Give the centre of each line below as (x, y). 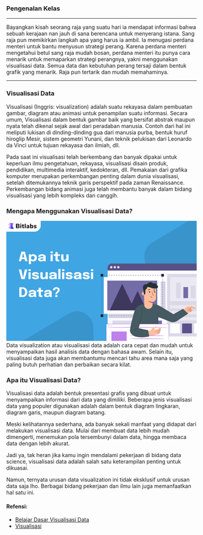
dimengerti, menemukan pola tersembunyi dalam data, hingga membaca (96, 437)
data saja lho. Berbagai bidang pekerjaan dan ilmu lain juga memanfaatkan (99, 486)
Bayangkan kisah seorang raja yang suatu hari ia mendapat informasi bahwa (101, 27)
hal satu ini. (21, 492)
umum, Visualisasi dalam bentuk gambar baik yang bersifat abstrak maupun (101, 120)
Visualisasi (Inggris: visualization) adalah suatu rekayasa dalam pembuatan (99, 106)
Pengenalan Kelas (33, 8)
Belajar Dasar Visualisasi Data (52, 520)
